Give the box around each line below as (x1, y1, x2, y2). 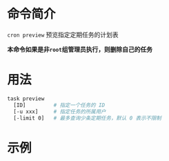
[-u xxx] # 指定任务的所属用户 (13, 108, 106, 115)
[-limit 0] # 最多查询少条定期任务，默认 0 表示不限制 (13, 115, 162, 122)
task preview (7, 95, 45, 102)
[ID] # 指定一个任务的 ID (13, 102, 106, 108)
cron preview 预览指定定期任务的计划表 (7, 30, 119, 39)
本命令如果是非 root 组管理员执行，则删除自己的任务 (7, 45, 153, 53)
